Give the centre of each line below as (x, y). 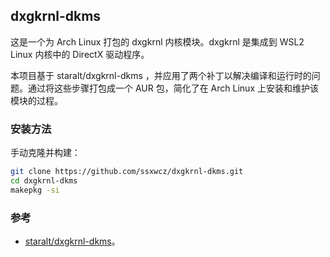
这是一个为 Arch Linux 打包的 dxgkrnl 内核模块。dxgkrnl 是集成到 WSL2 (157, 41)
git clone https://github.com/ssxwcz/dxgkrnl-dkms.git (127, 172)
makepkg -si (35, 190)
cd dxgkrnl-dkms (44, 180)
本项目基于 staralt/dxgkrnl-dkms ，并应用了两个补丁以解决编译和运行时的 (161, 75)
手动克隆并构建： (45, 153)
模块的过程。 (36, 100)
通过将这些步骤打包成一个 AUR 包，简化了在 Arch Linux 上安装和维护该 (173, 88)
